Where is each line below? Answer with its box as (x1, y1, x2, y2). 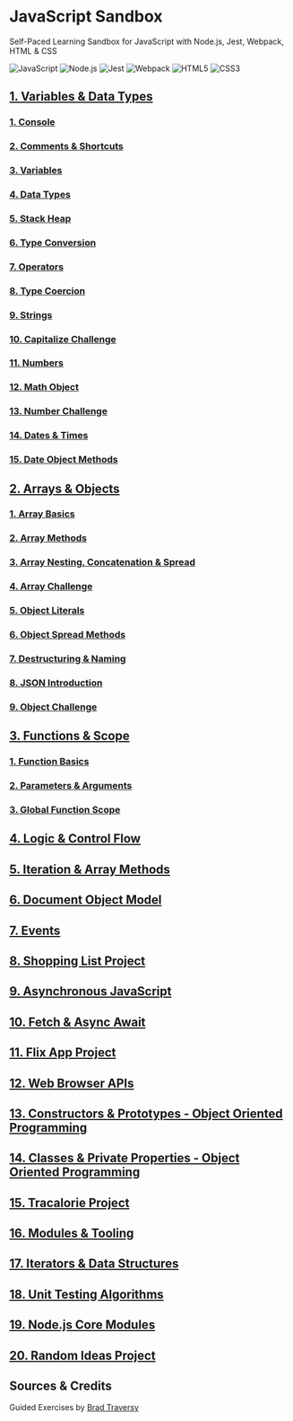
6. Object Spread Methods (9, 629, 126, 641)
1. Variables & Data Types (9, 89, 153, 104)
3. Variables (9, 164, 63, 177)
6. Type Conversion (9, 236, 97, 249)
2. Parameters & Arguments (9, 780, 133, 792)
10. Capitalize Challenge (9, 332, 116, 345)
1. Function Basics (9, 755, 90, 768)
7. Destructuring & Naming (9, 653, 126, 665)
